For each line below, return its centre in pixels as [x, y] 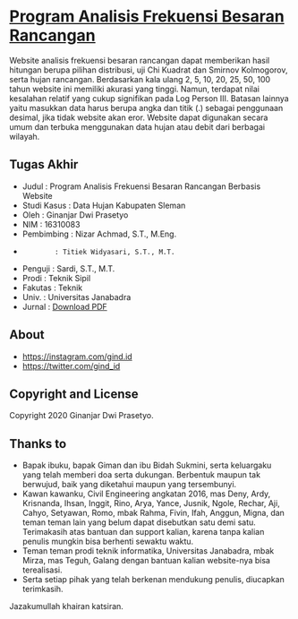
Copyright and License [74, 394]
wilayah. [25, 136]
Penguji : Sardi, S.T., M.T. [68, 268]
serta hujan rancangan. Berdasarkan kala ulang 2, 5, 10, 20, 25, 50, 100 [140, 79]
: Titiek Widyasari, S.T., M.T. [115, 252]
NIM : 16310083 [51, 224]
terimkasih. [43, 589]
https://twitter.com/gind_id [71, 365]
